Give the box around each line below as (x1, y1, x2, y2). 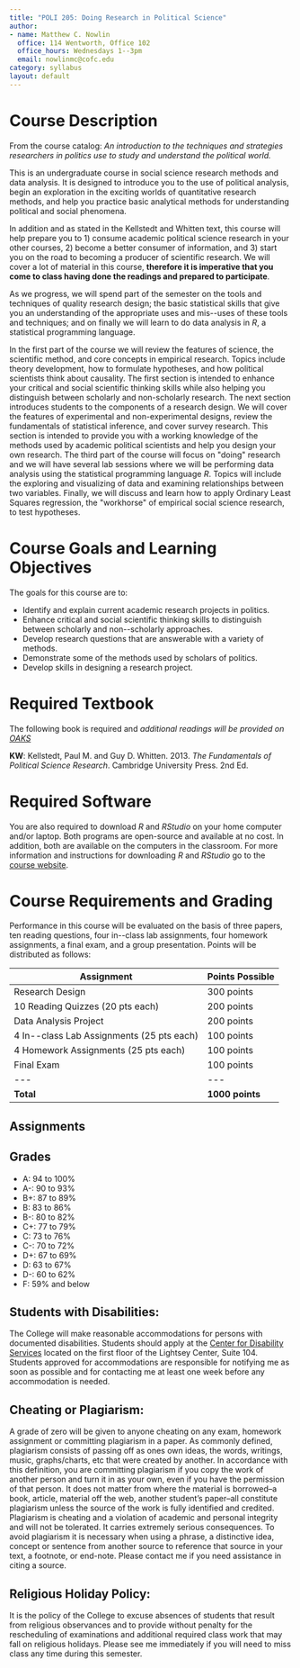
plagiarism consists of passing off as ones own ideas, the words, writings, (9, 1446, 283, 1456)
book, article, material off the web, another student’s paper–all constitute (9, 1493, 278, 1504)
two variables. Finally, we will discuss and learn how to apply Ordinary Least (9, 487, 292, 498)
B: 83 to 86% (22, 1202, 72, 1213)
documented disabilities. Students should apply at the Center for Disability (9, 1338, 285, 1348)
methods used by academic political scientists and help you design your (9, 439, 277, 450)
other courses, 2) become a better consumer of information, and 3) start (9, 242, 278, 253)
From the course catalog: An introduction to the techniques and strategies (9, 140, 284, 151)
